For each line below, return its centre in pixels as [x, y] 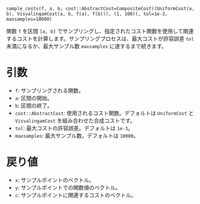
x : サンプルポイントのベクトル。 [55, 180]
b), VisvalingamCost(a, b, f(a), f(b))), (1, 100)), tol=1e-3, [87, 14]
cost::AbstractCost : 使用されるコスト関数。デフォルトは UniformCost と [104, 113]
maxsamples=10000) [29, 19]
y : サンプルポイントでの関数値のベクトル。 [68, 187]
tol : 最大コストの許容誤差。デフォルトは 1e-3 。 [74, 128]
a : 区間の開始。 [34, 98]
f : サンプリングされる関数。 [49, 90]
